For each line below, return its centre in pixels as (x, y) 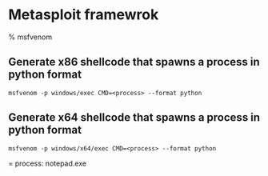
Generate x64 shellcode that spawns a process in (134, 118)
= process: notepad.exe (47, 163)
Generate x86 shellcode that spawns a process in (134, 62)
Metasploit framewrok (84, 15)
